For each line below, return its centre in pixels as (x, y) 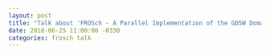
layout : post (30, 15)
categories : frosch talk (50, 38)
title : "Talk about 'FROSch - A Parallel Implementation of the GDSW (127, 23)
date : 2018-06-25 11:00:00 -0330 (64, 30)
